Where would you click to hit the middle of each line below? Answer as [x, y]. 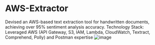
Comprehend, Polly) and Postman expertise [49, 37]
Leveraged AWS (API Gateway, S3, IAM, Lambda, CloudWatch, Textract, [78, 32]
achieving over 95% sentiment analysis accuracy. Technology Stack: [75, 27]
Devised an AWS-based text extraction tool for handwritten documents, [77, 22]
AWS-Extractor [37, 8]
